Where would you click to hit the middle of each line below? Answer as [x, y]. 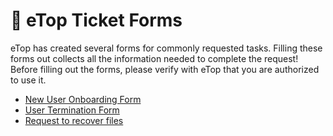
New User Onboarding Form [83, 99]
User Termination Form [72, 110]
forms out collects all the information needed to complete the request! [154, 58]
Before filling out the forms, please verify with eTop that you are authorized [165, 69]
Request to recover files [74, 120]
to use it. [28, 80]
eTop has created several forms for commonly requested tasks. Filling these [166, 48]
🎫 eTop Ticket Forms [96, 20]
